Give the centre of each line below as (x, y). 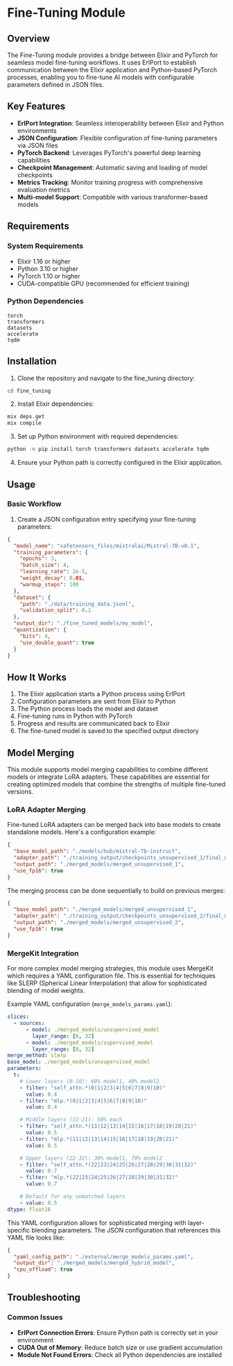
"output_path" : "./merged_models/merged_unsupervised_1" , (99, 864)
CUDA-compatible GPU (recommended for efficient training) (103, 283)
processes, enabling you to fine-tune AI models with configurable (101, 77)
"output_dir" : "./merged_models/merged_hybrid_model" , (94, 1263)
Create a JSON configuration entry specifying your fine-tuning (106, 519)
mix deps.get (26, 417)
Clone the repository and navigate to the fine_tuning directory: (106, 378)
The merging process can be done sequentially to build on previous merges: (116, 890)
